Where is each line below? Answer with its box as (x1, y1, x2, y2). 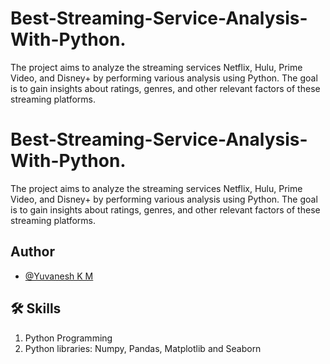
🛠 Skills (10, 300, 62, 317)
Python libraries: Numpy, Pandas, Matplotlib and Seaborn (24, 342, 262, 354)
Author (10, 243, 55, 261)
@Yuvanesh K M (24, 270, 94, 282)
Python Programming (24, 332, 113, 344)
